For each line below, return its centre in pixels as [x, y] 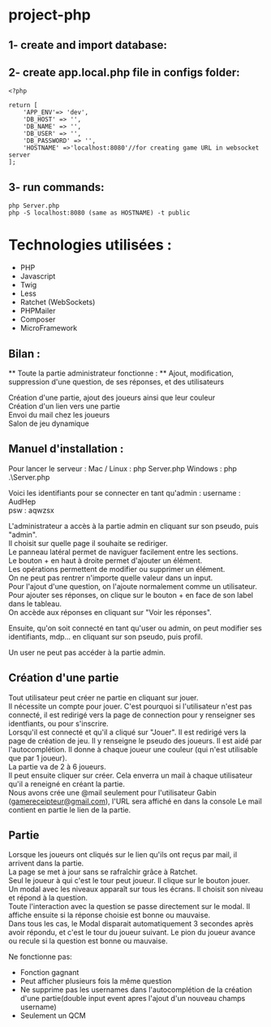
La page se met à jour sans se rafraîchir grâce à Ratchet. [103, 872]
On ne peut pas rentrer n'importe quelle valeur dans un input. [111, 578]
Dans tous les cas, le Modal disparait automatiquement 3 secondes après [131, 924]
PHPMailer [38, 311]
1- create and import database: [88, 45]
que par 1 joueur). [38, 758]
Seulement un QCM [53, 1016]
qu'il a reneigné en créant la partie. [67, 784]
